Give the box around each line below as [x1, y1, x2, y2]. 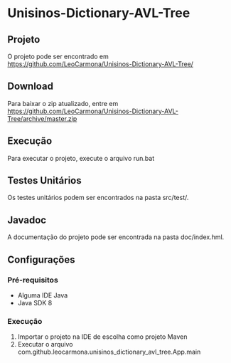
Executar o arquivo [17, 340, 73, 349]
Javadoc [7, 214, 47, 226]
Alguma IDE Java [17, 290, 68, 300]
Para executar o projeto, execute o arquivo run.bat [7, 154, 155, 162]
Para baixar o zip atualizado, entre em [7, 99, 119, 107]
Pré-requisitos [7, 275, 58, 285]
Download [7, 80, 53, 93]
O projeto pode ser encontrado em [7, 52, 109, 60]
